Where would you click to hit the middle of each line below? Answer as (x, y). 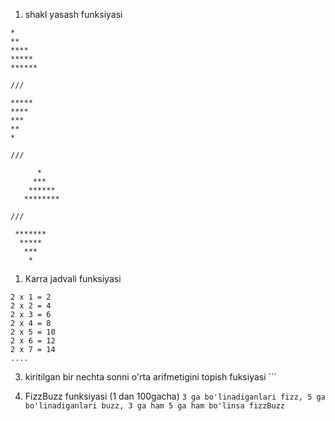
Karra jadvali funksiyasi (73, 278)
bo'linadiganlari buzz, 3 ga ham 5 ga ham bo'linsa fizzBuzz (155, 406)
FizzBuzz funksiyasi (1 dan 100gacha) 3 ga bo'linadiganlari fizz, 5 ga (175, 396)
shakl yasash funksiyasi (73, 14)
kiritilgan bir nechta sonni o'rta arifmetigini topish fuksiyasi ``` (151, 377)
